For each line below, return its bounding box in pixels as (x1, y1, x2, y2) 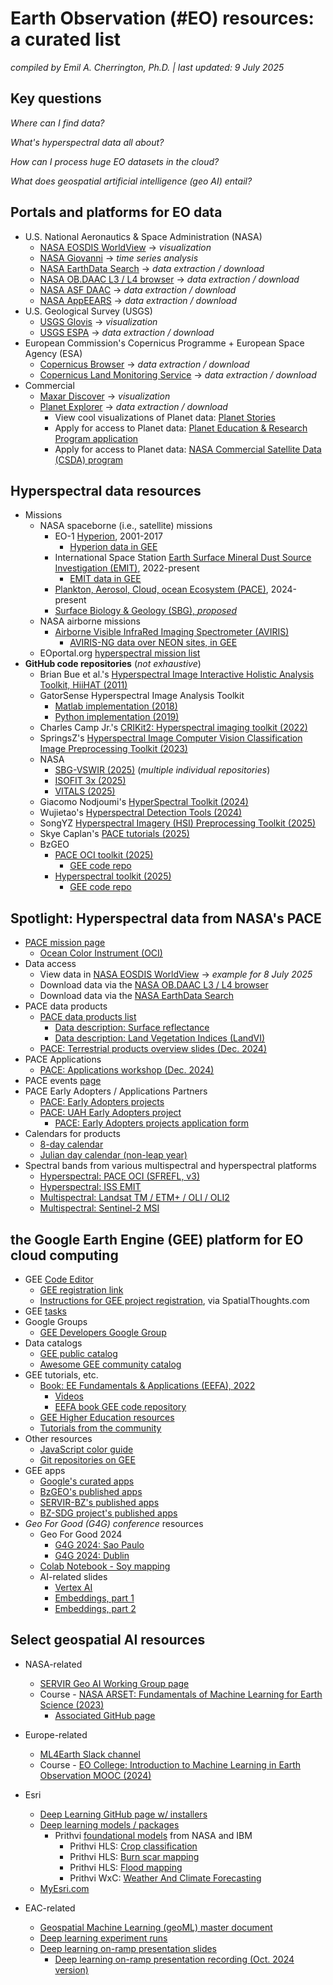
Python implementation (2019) (54, 711, 180, 723)
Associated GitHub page (54, 1709, 156, 1721)
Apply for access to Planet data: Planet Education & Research (54, 422, 308, 434)
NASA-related (24, 1658, 83, 1670)
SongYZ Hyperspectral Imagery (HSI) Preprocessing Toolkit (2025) (39, 817, 317, 829)
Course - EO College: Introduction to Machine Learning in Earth (39, 1758, 302, 1771)
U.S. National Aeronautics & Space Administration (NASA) (24, 230, 263, 242)
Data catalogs (24, 1337, 83, 1349)
